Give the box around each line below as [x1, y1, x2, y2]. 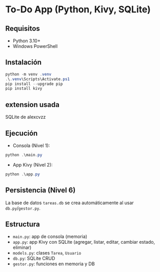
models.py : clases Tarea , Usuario [12, 250, 82, 256]
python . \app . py [5, 171, 40, 177]
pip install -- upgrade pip [5, 81, 63, 86]
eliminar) [12, 244, 32, 250]
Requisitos [5, 24, 40, 33]
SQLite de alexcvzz [5, 114, 46, 120]
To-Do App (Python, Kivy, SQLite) [5, 4, 151, 15]
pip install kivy [5, 86, 43, 91]
